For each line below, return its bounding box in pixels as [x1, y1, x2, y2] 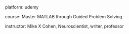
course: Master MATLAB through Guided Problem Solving [5, 14, 123, 19]
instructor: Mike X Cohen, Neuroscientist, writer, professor [5, 23, 124, 29]
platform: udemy [5, 4, 39, 10]
